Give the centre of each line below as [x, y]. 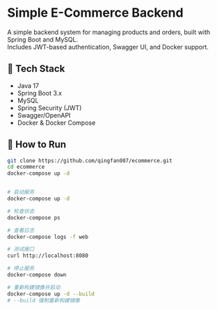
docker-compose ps [34, 217]
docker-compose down [37, 275]
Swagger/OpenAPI [44, 115]
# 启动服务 [21, 192]
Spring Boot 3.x [40, 93]
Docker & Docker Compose [56, 123]
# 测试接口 [21, 249]
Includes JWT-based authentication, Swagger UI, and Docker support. [108, 47]
